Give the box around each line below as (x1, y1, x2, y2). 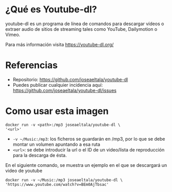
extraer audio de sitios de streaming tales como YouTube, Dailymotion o (5, 26, 158, 32)
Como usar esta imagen (5, 105, 109, 117)
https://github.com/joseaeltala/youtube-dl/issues (12, 87, 117, 93)
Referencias (5, 60, 58, 71)
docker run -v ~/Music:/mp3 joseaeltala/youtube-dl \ (5, 177, 123, 183)
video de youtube (5, 167, 43, 174)
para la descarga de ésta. (12, 152, 67, 158)
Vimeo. (5, 31, 21, 37)
